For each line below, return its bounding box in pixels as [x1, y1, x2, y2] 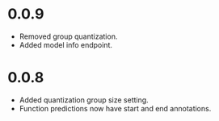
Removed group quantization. [19, 31, 118, 41]
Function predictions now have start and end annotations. [19, 103, 212, 113]
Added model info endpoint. [19, 40, 113, 49]
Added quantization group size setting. [19, 94, 149, 105]
